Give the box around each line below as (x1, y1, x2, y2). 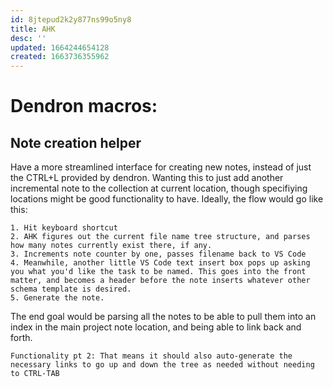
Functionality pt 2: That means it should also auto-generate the (10, 351, 293, 361)
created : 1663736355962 (10, 52, 110, 62)
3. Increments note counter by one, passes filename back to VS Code (10, 249, 307, 260)
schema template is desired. (10, 284, 132, 295)
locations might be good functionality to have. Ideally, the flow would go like (10, 193, 324, 205)
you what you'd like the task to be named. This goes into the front (10, 267, 307, 277)
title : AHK (10, 24, 56, 34)
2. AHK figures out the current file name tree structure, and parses (10, 232, 311, 242)
